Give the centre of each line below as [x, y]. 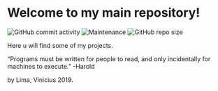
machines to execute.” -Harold [51, 66]
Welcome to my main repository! [104, 13]
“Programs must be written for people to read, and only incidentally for [109, 59]
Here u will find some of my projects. [60, 45]
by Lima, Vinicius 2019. [40, 80]
